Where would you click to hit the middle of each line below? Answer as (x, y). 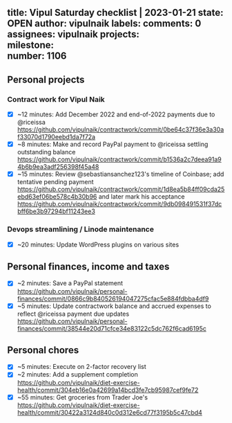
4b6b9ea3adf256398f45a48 (58, 167)
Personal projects (46, 79)
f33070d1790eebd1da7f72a (56, 137)
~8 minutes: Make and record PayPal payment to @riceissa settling (113, 144)
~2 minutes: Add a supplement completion (77, 375)
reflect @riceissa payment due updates (73, 314)
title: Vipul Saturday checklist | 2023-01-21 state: (115, 13)
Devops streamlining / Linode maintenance (80, 229)
